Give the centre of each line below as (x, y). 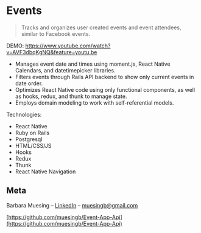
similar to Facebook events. (56, 33)
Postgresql (29, 139)
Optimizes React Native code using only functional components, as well (105, 89)
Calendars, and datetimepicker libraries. (65, 70)
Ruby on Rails (32, 133)
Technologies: (24, 114)
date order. (29, 83)
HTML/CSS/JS (33, 145)
